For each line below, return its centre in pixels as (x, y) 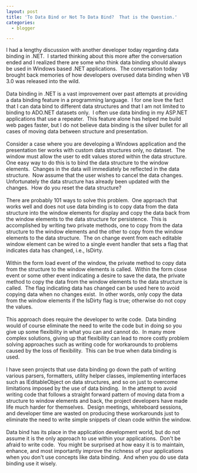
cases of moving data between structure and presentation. (77, 132)
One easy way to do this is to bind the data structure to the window (87, 163)
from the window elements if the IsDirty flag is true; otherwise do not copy (96, 301)
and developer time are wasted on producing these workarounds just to (93, 413)
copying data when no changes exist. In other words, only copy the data (94, 294)
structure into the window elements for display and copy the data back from (98, 213)
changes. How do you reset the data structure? (64, 188)
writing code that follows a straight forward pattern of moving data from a (95, 395)
